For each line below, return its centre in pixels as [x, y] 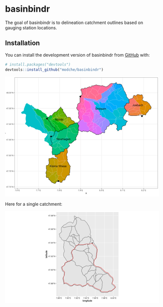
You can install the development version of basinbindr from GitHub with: [78, 55]
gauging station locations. [31, 27]
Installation [22, 43]
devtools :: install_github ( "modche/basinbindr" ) [54, 69]
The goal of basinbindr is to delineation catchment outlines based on [74, 22]
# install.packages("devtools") [38, 65]
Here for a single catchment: [34, 204]
